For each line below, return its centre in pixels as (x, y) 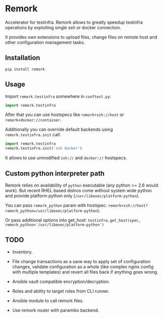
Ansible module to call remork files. (48, 300)
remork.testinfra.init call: (33, 135)
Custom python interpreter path (55, 173)
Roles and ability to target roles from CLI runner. (61, 291)
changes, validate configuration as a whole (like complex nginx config (83, 267)
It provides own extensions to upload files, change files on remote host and (81, 37)
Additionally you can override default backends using (59, 129)
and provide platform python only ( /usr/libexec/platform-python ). (72, 196)
